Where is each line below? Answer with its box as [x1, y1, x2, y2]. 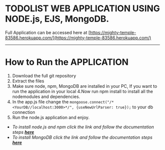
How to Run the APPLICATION [5, 57, 129, 68]
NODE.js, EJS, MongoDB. [5, 13, 110, 25]
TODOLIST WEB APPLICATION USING [5, 3, 160, 14]
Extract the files [12, 78, 44, 84]
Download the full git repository [12, 73, 76, 78]
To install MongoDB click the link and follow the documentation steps [12, 134, 153, 140]
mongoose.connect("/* [69, 100, 114, 104]
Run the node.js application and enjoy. [12, 114, 90, 120]
